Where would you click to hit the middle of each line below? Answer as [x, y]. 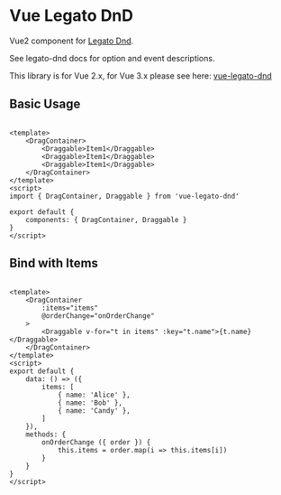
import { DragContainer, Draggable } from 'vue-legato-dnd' [125, 196]
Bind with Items [54, 263]
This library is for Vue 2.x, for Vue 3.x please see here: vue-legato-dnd [140, 75]
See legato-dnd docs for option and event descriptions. [112, 58]
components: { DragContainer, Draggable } [106, 219]
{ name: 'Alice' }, [94, 395]
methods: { [46, 434]
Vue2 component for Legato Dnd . [72, 41]
